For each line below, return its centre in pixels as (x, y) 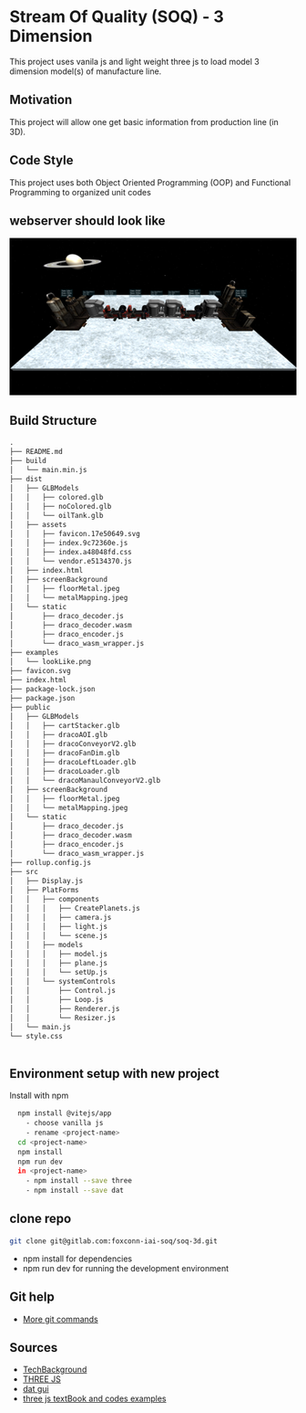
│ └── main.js (40, 1028)
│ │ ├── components (55, 900)
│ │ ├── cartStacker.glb (65, 726)
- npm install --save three (79, 1181)
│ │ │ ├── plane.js (58, 964)
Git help (32, 1297)
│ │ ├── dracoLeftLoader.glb (73, 763)
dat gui (36, 1389)
